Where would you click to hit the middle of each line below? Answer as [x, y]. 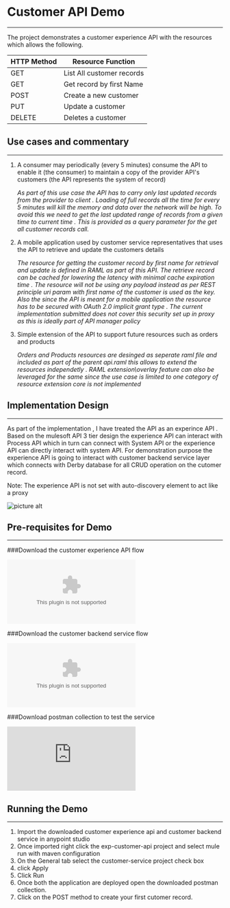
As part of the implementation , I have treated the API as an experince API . [113, 428]
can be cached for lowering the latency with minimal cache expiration [116, 277]
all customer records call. [53, 229]
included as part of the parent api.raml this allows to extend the [107, 362]
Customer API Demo [66, 12]
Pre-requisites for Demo [60, 527]
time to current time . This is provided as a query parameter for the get [117, 222]
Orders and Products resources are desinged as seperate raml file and [117, 355]
